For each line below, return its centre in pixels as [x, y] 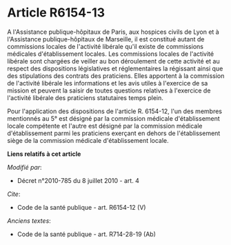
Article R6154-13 [56, 13]
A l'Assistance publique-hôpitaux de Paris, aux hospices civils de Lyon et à [113, 32]
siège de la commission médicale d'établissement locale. [88, 140]
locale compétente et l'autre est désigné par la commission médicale [105, 126]
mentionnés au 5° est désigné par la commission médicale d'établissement [114, 118]
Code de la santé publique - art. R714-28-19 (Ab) [87, 234]
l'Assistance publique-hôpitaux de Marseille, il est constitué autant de [106, 39]
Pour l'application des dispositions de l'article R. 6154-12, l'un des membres [115, 111]
